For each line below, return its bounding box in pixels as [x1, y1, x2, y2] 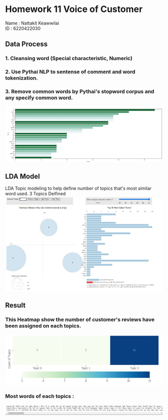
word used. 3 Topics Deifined [5, 190, 66, 196]
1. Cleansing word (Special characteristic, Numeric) [5, 55, 132, 62]
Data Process [5, 40, 48, 49]
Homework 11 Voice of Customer [5, 4, 143, 15]
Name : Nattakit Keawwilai [5, 20, 59, 26]
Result [5, 301, 26, 310]
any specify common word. [5, 94, 73, 101]
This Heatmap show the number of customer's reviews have [5, 316, 155, 323]
